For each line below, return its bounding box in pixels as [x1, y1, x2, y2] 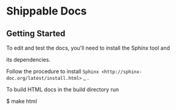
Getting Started [6, 28, 66, 39]
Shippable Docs [6, 4, 87, 18]
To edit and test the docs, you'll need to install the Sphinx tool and [6, 44, 170, 51]
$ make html [6, 98, 37, 105]
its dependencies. [6, 56, 51, 63]
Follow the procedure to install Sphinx [6, 68, 99, 75]
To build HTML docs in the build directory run [6, 86, 119, 93]
